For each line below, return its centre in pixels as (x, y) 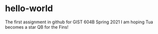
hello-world (29, 8)
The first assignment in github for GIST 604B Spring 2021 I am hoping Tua (79, 22)
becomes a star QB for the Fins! (37, 27)
